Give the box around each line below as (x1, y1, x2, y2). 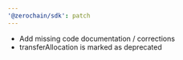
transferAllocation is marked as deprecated (18, 42, 162, 52)
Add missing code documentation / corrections (18, 34, 176, 43)
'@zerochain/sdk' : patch (7, 11, 91, 20)
